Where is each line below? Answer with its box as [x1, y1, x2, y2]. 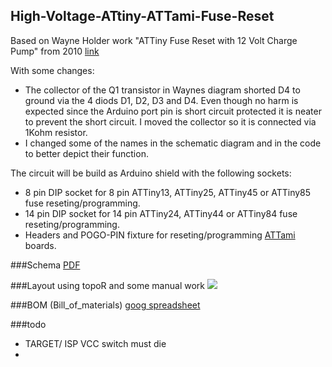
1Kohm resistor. [24, 126, 88, 138]
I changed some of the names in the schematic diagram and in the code [24, 137, 322, 149]
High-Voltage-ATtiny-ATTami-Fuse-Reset [10, 8, 275, 25]
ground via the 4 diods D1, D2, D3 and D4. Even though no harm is [24, 94, 299, 106]
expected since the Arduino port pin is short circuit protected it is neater [24, 105, 322, 117]
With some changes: [10, 64, 95, 76]
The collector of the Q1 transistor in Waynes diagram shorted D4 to [24, 84, 301, 96]
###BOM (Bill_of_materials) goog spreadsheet [10, 299, 201, 311]
